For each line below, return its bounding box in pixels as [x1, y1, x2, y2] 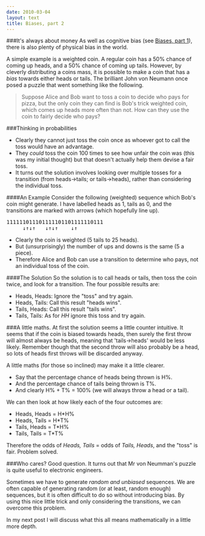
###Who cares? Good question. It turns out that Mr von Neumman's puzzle [6, 460, 196, 467]
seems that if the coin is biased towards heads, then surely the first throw [6, 330, 192, 338]
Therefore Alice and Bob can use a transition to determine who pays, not [15, 256, 199, 263]
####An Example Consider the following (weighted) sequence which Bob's [6, 194, 196, 201]
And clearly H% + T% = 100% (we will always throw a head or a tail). [15, 387, 189, 394]
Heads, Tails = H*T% [15, 417, 69, 424]
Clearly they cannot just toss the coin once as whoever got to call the [15, 136, 190, 144]
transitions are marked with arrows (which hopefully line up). [6, 207, 160, 214]
